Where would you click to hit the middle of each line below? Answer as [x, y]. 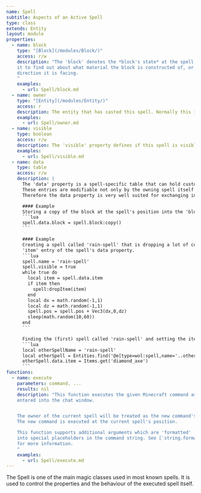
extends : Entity [26, 28]
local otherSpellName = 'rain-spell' [69, 350]
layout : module [25, 34]
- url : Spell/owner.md [50, 123]
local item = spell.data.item [65, 278]
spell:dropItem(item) [60, 289]
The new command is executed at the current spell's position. [98, 422]
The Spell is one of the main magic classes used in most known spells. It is [98, 477]
